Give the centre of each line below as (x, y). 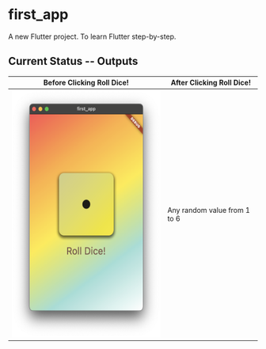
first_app (38, 15)
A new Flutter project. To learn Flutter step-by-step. (92, 36)
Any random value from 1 (209, 210)
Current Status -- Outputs (73, 61)
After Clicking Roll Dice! (211, 83)
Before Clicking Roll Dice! (86, 83)
